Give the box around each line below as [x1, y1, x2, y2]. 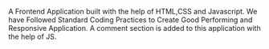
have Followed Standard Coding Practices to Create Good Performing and [8, 15, 253, 24]
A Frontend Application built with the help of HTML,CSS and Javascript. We [8, 7, 258, 16]
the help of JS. [8, 32, 57, 41]
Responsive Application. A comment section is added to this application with [8, 24, 261, 32]
